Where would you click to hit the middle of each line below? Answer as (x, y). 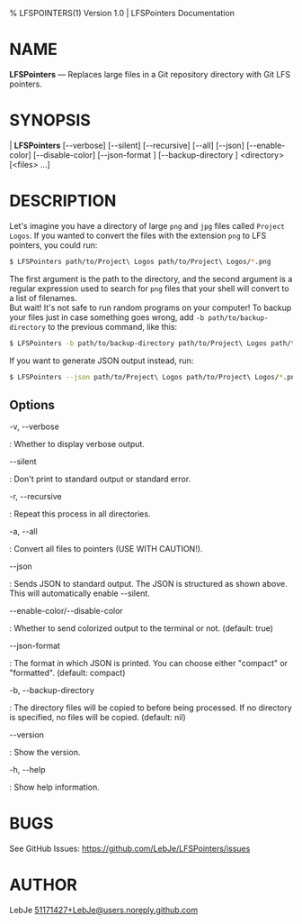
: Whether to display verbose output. (77, 444)
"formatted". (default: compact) (67, 673)
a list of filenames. (44, 297)
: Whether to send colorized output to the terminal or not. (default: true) (142, 628)
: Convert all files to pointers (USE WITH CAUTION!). (106, 549)
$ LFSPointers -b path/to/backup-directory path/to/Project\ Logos (138, 343)
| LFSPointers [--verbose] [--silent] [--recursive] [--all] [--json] (127, 145)
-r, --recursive (36, 497)
